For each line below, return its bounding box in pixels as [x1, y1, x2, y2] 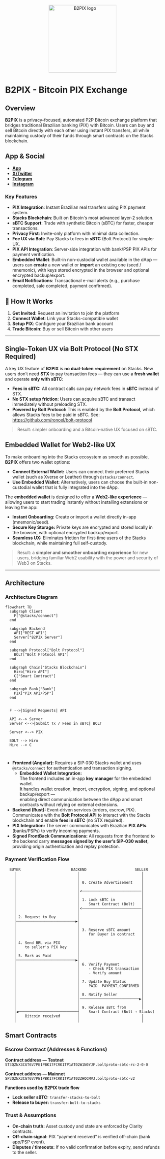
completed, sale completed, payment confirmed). [12, 283, 112, 289]
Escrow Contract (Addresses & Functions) [5, 1046, 107, 1053]
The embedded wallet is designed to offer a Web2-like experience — [5, 494, 147, 500]
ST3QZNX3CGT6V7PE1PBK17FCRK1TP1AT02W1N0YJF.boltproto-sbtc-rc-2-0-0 [5, 1062, 148, 1067]
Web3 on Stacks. [17, 560, 52, 566]
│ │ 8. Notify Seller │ [14, 992, 144, 997]
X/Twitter [12, 170, 32, 176]
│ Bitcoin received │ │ [14, 1013, 144, 1019]
